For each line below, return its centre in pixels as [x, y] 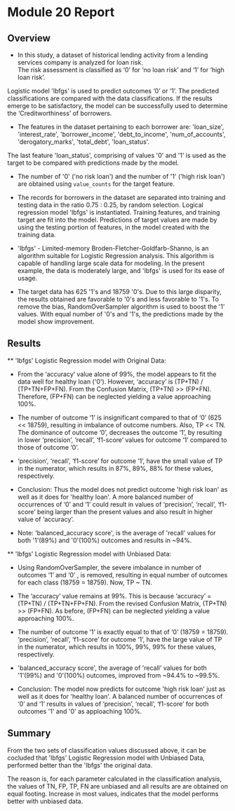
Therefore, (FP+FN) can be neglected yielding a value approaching [114, 396]
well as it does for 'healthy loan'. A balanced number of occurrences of [120, 696]
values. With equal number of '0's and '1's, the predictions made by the [120, 314]
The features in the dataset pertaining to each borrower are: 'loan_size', [121, 127]
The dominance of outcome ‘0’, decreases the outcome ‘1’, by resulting [120, 432]
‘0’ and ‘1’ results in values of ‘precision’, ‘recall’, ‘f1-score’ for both [113, 704]
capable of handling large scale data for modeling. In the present [111, 263]
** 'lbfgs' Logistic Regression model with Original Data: [87, 360]
